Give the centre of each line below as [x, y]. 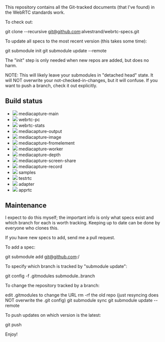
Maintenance [26, 205]
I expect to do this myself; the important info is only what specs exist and [80, 217]
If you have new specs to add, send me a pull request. [60, 237]
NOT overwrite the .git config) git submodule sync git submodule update [79, 300]
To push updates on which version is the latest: [53, 315]
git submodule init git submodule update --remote [56, 51]
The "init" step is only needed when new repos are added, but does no [77, 60]
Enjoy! [12, 334]
